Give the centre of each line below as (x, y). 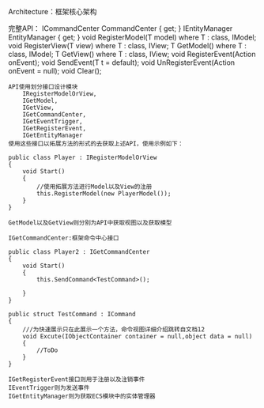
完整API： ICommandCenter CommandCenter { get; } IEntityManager (121, 28)
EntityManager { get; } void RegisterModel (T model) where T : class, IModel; (132, 37)
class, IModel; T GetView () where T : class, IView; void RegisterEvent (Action (132, 54)
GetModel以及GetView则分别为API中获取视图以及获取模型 (90, 223)
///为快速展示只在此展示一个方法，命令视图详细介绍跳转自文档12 (114, 330)
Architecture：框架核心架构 (53, 11)
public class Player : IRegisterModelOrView (83, 157)
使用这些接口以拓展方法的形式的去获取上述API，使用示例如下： (96, 144)
